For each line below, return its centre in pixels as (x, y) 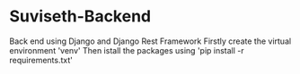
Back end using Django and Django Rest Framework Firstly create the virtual (150, 41)
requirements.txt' (41, 60)
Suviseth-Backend (80, 16)
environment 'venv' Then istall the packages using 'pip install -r (127, 50)
